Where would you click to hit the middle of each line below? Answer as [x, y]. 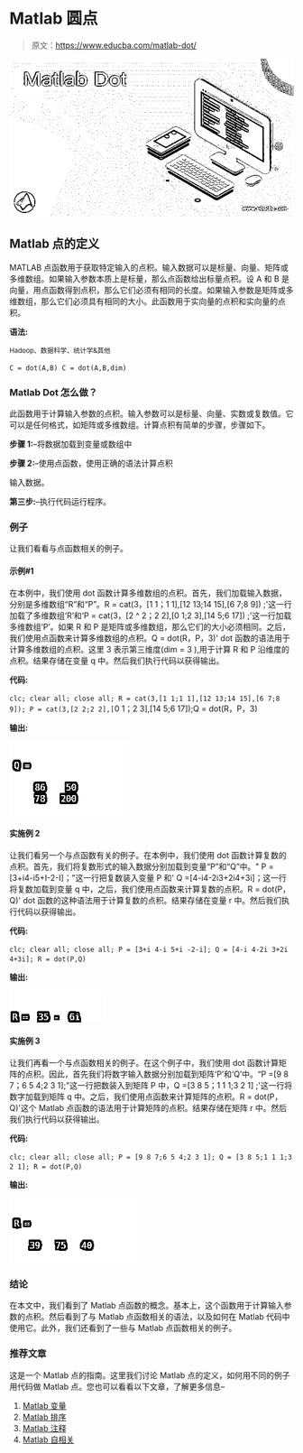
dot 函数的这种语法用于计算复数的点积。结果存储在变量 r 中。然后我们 [152, 900]
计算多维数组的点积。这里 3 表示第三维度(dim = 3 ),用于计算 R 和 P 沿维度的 [150, 649]
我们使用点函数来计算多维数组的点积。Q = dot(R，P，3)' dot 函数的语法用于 [150, 638]
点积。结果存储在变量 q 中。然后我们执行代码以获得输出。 [117, 661]
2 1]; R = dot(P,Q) [46, 1166]
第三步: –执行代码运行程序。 [60, 502]
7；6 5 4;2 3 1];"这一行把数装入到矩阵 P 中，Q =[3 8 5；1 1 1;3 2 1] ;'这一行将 [151, 1085]
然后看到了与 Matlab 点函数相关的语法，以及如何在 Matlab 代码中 [169, 1317]
